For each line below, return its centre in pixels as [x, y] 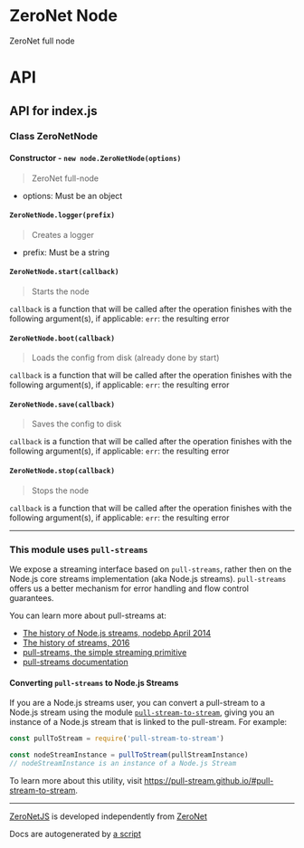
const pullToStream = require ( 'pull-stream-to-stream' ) [117, 738]
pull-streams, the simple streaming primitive [104, 652]
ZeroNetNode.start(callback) [64, 272]
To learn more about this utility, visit [76, 780]
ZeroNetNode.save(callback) [62, 405]
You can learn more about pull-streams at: [88, 615]
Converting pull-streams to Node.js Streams [94, 682]
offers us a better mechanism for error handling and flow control [129, 588]
